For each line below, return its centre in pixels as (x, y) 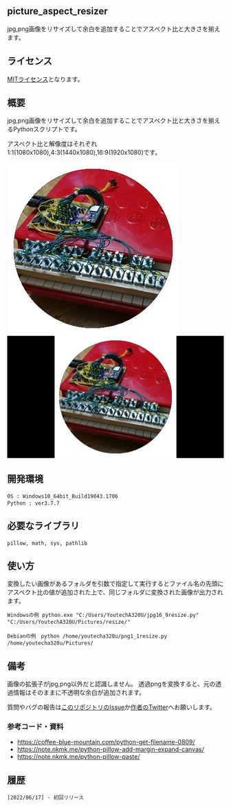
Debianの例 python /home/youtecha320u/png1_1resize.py (87, 636)
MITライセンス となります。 (45, 79)
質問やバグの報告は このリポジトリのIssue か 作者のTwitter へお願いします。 (112, 707)
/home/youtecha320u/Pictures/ (51, 643)
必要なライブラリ (43, 526)
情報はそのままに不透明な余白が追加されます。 (79, 693)
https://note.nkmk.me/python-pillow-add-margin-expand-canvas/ (110, 749)
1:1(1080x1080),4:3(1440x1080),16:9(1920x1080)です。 (84, 153)
